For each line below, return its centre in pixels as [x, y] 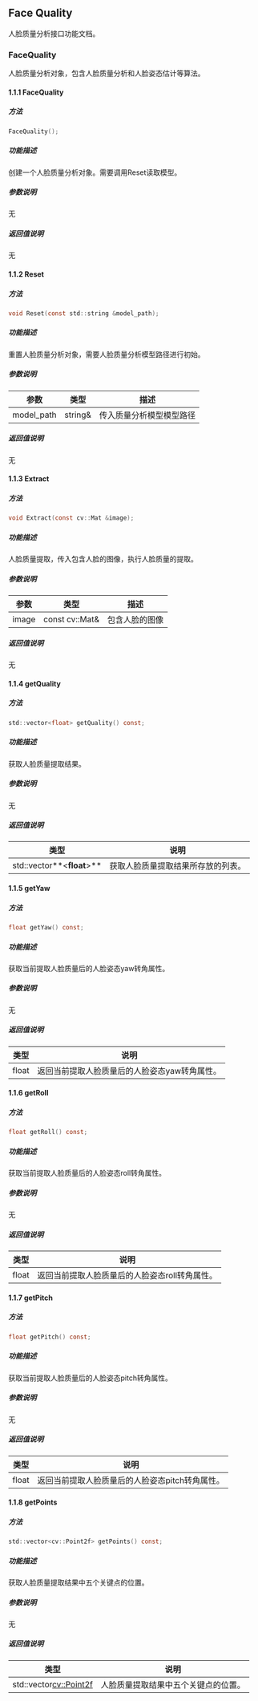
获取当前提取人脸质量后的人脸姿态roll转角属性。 [87, 1173]
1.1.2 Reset [26, 274]
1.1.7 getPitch [31, 1298]
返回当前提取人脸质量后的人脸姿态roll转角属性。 [127, 1276]
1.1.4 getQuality [35, 683]
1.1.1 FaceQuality [36, 92]
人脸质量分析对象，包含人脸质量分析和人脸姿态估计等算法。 [107, 73]
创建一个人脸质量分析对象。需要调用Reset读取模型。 [95, 172]
